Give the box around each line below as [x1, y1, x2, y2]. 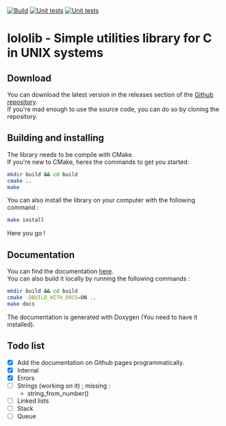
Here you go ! [7, 229, 46, 237]
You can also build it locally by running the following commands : [7, 274, 190, 283]
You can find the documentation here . [7, 268, 114, 276]
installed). [7, 320, 36, 329]
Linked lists [16, 397, 49, 405]
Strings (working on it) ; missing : [16, 381, 111, 390]
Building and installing [7, 132, 104, 144]
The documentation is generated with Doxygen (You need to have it [7, 313, 198, 321]
